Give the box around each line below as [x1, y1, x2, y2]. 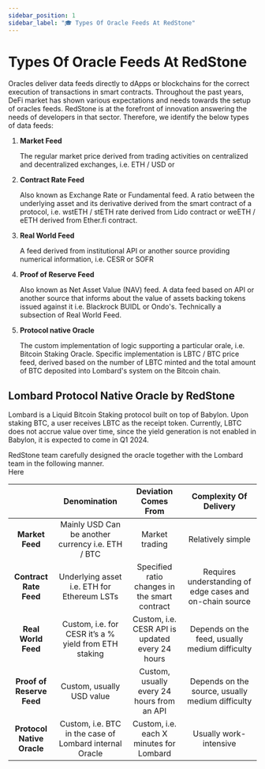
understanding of [187, 576, 252, 587]
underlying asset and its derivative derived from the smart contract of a [19, 199, 252, 208]
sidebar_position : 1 [8, 11, 77, 20]
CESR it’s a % [65, 628, 116, 640]
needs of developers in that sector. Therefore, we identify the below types [8, 112, 250, 122]
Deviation [136, 486, 174, 497]
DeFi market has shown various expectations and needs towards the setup [8, 96, 251, 105]
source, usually [191, 686, 248, 697]
